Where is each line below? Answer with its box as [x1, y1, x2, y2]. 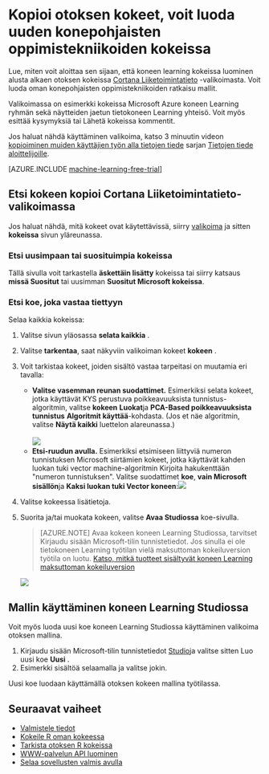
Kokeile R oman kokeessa [19, 731, 105, 741]
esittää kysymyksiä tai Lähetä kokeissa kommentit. [8, 116, 175, 125]
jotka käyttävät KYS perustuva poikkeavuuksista [31, 394, 192, 404]
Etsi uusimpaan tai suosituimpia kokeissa [8, 250, 173, 261]
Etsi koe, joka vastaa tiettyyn [8, 296, 123, 308]
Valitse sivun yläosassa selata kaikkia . [19, 331, 150, 340]
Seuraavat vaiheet [8, 702, 102, 715]
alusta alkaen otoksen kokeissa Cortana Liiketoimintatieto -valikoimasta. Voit [8, 75, 261, 84]
